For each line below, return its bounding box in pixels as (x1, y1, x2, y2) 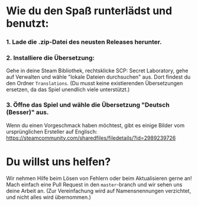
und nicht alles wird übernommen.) (6, 194, 92, 201)
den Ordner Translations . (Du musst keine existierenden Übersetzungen (6, 80, 183, 87)
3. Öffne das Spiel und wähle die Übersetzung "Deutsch (6, 101, 170, 109)
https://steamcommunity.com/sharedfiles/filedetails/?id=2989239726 (6, 134, 176, 141)
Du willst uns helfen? (6, 155, 111, 168)
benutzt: (6, 17, 49, 30)
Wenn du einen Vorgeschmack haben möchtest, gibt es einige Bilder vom (6, 121, 185, 128)
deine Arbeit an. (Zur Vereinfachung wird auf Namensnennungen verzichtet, (6, 187, 191, 194)
